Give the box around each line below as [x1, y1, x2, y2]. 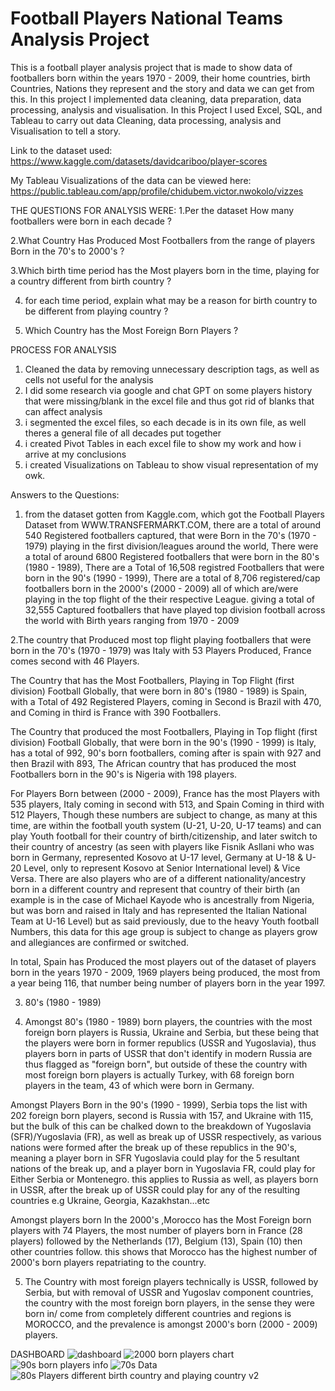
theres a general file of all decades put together [24, 427, 222, 439]
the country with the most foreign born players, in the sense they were [24, 1297, 315, 1309]
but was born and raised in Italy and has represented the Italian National [10, 904, 307, 916]
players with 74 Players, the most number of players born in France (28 [10, 1224, 303, 1236]
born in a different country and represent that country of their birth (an [10, 883, 301, 895]
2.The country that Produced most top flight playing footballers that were [10, 633, 312, 646]
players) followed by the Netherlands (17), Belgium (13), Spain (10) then [10, 1235, 303, 1247]
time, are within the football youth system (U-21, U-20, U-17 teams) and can [10, 819, 322, 831]
